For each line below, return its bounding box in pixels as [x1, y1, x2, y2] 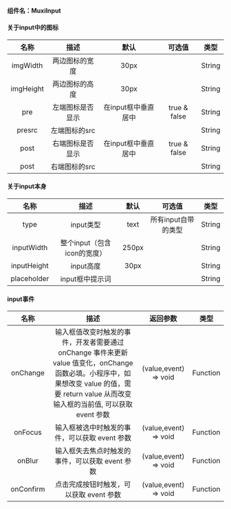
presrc [16, 125, 38, 134]
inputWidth [12, 243, 48, 252]
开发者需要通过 [75, 337, 124, 347]
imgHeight [10, 83, 45, 93]
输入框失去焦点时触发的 [54, 446, 131, 456]
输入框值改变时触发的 [54, 327, 124, 337]
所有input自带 [150, 215, 195, 224]
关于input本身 [7, 183, 47, 191]
